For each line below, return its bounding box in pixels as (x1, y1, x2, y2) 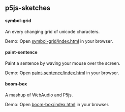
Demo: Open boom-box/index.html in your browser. (5, 102, 110, 107)
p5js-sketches (5, 4, 51, 12)
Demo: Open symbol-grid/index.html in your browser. (5, 38, 113, 44)
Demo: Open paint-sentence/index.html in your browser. (5, 70, 119, 76)
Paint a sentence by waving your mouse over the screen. (5, 60, 121, 66)
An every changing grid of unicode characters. (5, 28, 100, 34)
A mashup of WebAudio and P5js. (5, 92, 73, 98)
